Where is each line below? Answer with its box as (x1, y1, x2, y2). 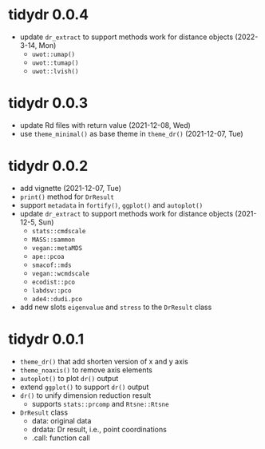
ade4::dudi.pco (31, 295, 82, 303)
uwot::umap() (31, 50, 76, 58)
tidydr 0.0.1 (8, 330, 85, 348)
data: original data (31, 415, 92, 425)
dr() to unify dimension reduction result (19, 390, 152, 400)
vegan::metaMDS (31, 244, 82, 252)
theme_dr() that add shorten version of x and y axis (19, 356, 189, 366)
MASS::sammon (31, 236, 76, 244)
